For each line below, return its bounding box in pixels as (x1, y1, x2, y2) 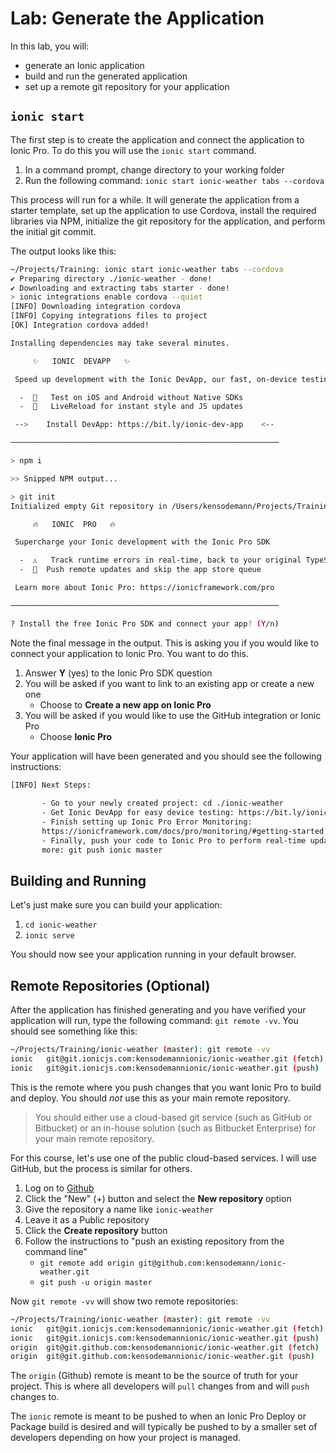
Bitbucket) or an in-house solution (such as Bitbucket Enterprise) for (34, 1122, 317, 1134)
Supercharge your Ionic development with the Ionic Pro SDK (14, 537, 271, 547)
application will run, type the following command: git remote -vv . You (10, 1015, 299, 1027)
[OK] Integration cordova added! (10, 320, 150, 330)
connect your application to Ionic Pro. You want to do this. (10, 647, 249, 659)
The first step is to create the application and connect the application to (10, 133, 305, 146)
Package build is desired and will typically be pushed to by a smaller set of (10, 1421, 318, 1433)
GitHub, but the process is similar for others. (10, 1162, 193, 1174)
